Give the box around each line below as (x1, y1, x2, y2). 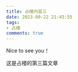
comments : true (6, 30, 44, 36)
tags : (6, 19, 19, 25)
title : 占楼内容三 (6, 8, 47, 15)
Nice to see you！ (6, 47, 50, 54)
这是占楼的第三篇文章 (6, 60, 58, 67)
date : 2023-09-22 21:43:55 (6, 14, 73, 20)
